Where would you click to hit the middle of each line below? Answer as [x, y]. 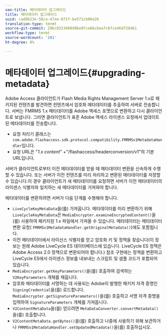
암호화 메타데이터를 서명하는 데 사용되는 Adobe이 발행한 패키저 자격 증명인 [85, 283]
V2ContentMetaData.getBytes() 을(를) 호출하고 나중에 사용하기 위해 [78, 321]
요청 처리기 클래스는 [32, 134]
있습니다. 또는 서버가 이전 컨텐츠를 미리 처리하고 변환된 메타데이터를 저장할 [88, 175]
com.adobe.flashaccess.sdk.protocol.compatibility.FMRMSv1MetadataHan [87, 140]
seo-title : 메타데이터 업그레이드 [36, 10]
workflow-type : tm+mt [28, 33]
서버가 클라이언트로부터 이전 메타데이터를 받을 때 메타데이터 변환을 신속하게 [79, 168]
